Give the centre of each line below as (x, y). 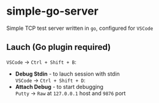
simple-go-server (53, 11)
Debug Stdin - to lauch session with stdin (68, 74)
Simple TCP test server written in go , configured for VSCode (80, 28)
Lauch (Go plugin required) (59, 47)
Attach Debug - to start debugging (59, 87)
